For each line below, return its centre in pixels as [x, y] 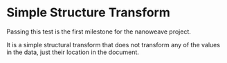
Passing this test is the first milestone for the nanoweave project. [99, 32]
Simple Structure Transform [88, 13]
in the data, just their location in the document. [73, 52]
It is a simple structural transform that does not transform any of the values [113, 45]
